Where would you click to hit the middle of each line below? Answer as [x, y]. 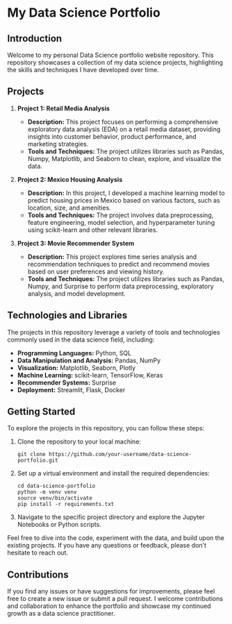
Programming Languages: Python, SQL [74, 353]
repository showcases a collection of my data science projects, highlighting [115, 62]
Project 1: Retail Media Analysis [63, 108]
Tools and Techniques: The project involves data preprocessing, [121, 215]
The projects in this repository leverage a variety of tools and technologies [114, 332]
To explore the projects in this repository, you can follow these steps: [106, 428]
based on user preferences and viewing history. [96, 271]
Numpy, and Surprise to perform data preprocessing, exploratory [121, 286]
